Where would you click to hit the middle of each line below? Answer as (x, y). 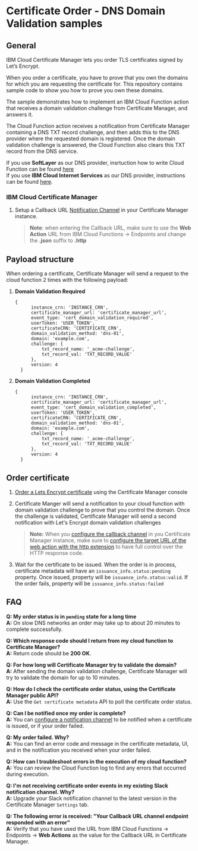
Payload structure (40, 259)
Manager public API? (33, 695)
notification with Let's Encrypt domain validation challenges (88, 522)
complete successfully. (34, 629)
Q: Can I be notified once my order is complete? (66, 713)
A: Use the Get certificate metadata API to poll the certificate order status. (99, 701)
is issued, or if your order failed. (45, 726)
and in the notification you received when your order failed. (79, 750)
